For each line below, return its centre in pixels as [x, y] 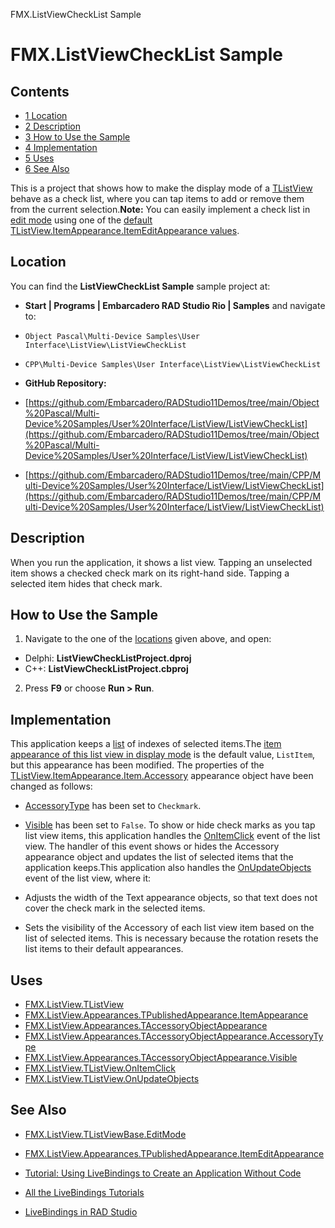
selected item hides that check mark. [86, 583]
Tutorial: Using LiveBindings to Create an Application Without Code [163, 1173]
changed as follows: [51, 786]
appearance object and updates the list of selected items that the [159, 857]
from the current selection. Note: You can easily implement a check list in [160, 209]
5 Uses [39, 158]
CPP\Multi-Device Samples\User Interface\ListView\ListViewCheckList [173, 364]
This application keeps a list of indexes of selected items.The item [146, 744]
